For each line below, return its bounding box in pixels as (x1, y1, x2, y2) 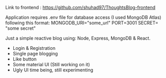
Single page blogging (12, 51, 58, 56)
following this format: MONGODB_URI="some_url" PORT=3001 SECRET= (5, 20, 159, 26)
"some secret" (5, 25, 36, 31)
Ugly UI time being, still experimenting (12, 67, 94, 73)
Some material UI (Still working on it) (12, 62, 90, 67)
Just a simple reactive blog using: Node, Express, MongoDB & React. (5, 35, 151, 41)
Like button (12, 56, 37, 62)
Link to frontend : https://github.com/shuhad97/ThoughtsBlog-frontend (5, 5, 156, 10)
